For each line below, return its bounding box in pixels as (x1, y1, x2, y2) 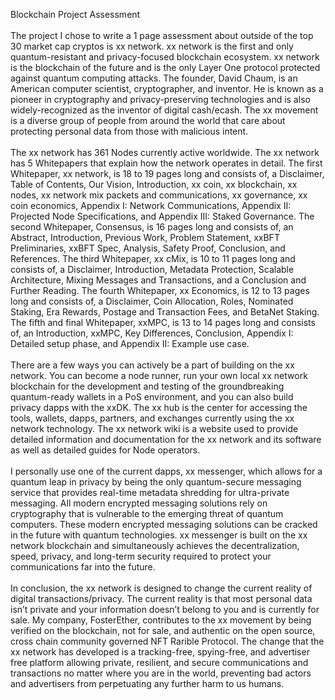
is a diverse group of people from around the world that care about (10, 115, 286, 126)
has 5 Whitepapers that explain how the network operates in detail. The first (10, 157, 323, 169)
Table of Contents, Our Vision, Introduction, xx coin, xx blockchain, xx (10, 179, 298, 190)
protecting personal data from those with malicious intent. (10, 125, 249, 137)
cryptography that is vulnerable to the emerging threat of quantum (10, 508, 284, 519)
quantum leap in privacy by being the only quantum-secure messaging (10, 476, 302, 488)
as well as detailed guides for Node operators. (10, 444, 201, 456)
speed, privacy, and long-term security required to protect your (10, 550, 272, 562)
